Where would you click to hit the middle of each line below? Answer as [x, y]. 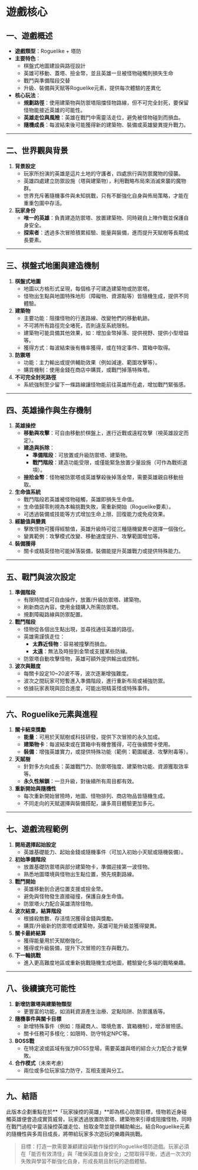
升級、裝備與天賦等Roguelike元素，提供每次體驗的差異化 [92, 88]
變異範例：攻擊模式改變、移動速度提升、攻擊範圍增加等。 [93, 536]
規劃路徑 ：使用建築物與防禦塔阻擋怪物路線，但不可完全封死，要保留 [106, 103]
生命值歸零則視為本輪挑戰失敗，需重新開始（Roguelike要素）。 [99, 507]
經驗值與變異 [30, 522]
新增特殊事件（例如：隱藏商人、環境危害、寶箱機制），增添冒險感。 [105, 1026]
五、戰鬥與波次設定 [41, 577]
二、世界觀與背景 [37, 151]
